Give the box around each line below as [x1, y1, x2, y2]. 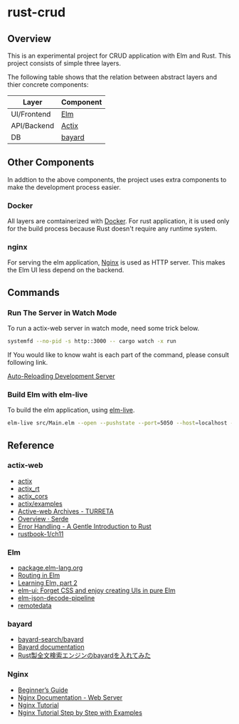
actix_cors [17, 491, 48, 500]
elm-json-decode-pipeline [17, 594, 95, 602]
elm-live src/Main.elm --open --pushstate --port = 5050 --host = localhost [7, 420, 228, 427]
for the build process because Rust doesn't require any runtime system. [7, 225, 218, 233]
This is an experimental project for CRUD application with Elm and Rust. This [7, 51, 231, 60]
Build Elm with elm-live [7, 389, 88, 399]
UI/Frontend [11, 110, 51, 119]
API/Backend [11, 121, 55, 130]
